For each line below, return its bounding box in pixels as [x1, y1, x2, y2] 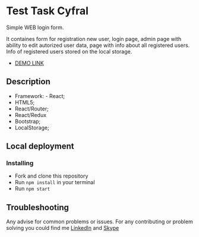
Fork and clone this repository [14, 172, 89, 179]
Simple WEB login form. [6, 24, 64, 31]
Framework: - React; [14, 92, 65, 99]
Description [6, 77, 50, 87]
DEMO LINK [14, 59, 45, 67]
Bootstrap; [14, 118, 41, 125]
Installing [6, 159, 34, 168]
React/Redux [14, 111, 46, 118]
